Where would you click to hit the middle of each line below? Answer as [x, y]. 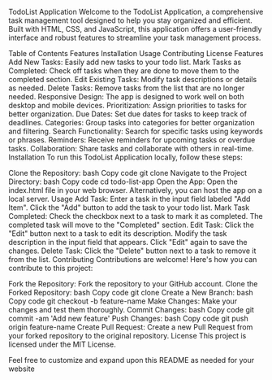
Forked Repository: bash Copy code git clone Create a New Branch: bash [131, 293]
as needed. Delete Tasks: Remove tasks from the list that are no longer [127, 88]
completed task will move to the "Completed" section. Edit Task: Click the [131, 225]
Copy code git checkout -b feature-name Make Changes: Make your [123, 301]
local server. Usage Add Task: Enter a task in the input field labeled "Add [130, 199]
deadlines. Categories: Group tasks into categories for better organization [132, 122]
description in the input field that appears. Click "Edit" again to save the [128, 242]
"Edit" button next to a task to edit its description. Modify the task [118, 234]
